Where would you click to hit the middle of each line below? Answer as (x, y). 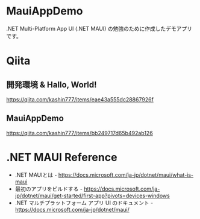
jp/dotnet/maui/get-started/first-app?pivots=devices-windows (92, 195)
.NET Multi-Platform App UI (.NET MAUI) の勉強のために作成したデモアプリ (99, 28)
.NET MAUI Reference (62, 157)
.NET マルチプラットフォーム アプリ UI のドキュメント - (84, 203)
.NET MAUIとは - (36, 175)
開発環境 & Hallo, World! (52, 85)
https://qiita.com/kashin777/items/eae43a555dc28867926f (80, 99)
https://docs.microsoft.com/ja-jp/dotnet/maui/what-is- (126, 175)
